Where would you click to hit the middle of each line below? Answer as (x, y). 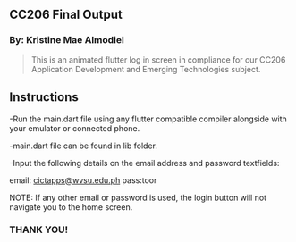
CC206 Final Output (66, 15)
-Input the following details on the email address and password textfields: (144, 163)
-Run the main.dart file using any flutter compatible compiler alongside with (148, 119)
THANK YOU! (39, 229)
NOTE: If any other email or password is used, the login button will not (138, 197)
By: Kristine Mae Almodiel (67, 40)
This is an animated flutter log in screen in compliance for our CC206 (158, 59)
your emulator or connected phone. (75, 128)
